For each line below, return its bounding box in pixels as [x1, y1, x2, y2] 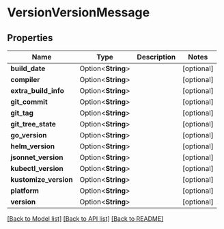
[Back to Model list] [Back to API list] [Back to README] [7, 215, 164, 223]
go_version [10, 131, 47, 139]
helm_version [10, 142, 55, 151]
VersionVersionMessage [7, 5, 150, 21]
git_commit [10, 97, 48, 107]
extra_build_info [10, 86, 65, 95]
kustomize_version [10, 175, 73, 184]
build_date [10, 64, 46, 73]
